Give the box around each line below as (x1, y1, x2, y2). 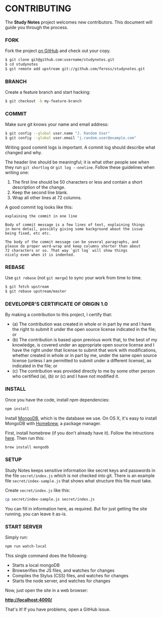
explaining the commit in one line (5, 214, 78, 219)
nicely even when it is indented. (5, 252, 76, 258)
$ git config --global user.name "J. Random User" (5, 131, 110, 136)
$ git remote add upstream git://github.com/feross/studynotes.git (5, 66, 145, 71)
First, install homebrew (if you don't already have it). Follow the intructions (5, 430, 154, 436)
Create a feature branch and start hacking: (5, 89, 91, 95)
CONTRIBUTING (5, 3, 72, 14)
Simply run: (5, 534, 28, 540)
